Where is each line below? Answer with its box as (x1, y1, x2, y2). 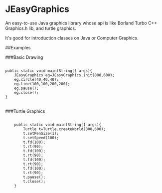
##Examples (5, 44, 31, 50)
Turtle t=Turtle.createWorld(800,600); (23, 126, 106, 132)
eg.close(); (14, 90, 39, 95)
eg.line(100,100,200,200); (14, 81, 70, 86)
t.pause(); (23, 175, 46, 180)
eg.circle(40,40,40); (14, 77, 59, 82)
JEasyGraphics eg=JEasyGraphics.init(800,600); (14, 72, 115, 78)
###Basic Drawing (5, 54, 43, 60)
